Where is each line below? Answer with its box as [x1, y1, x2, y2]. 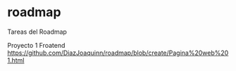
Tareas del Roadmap [7, 27, 67, 36]
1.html [7, 56, 25, 64]
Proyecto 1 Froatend [7, 41, 66, 49]
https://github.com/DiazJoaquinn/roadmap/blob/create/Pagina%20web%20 [7, 49, 229, 57]
